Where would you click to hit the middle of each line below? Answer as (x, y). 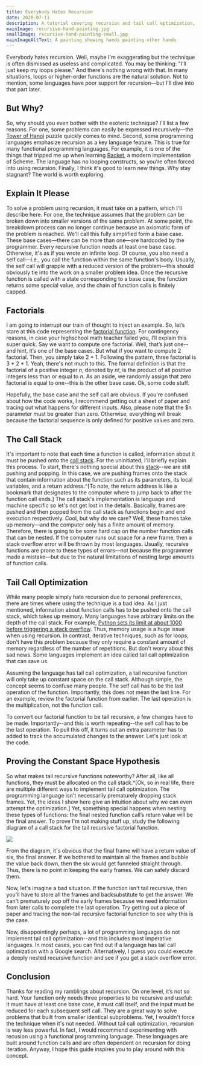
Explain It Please (38, 193)
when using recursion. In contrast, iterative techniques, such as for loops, (97, 635)
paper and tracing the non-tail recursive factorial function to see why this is (100, 914)
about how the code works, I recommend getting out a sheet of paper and (98, 401)
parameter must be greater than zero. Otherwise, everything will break (94, 414)
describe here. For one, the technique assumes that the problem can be (95, 214)
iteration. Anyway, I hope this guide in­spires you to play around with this (96, 1049)
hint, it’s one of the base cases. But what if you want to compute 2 (99, 351)
